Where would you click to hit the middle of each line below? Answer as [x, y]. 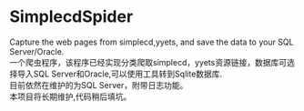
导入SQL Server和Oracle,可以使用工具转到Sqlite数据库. [120, 74]
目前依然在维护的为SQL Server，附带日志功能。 [99, 85]
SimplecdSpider [71, 17]
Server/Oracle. [37, 51]
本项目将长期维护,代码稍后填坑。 [71, 96]
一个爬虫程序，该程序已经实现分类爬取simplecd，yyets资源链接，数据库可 [148, 62]
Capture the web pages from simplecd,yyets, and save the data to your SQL [152, 42]
